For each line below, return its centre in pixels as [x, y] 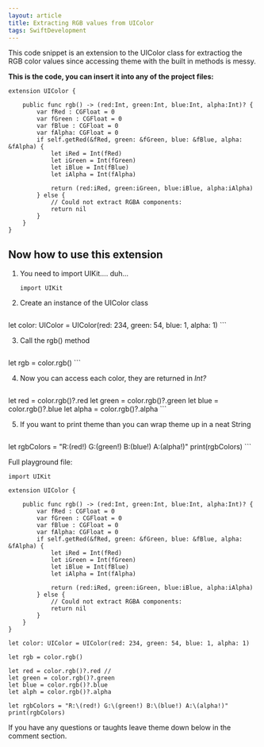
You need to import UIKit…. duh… [74, 274]
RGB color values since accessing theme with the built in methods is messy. [132, 61]
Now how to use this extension [86, 254]
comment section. [38, 736]
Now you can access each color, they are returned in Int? [113, 379]
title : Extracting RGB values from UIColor [81, 23]
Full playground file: [40, 462]
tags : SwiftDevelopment [48, 30]
